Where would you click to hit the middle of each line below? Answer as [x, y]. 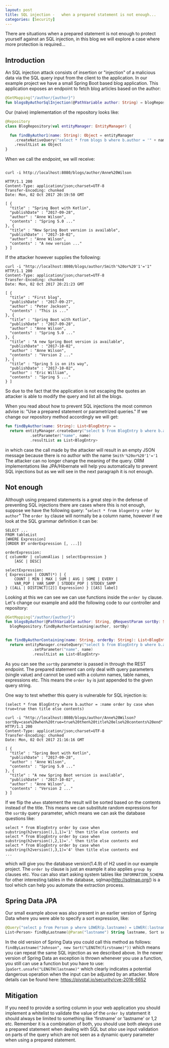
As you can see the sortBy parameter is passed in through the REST [75, 664]
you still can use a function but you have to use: [55, 964]
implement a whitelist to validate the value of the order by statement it [78, 1013]
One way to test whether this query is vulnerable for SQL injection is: [76, 695]
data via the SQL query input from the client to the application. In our [76, 78]
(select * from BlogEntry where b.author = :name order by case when [80, 704]
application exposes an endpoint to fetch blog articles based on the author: [83, 88]
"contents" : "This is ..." [39, 311]
